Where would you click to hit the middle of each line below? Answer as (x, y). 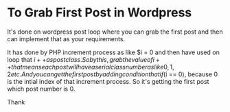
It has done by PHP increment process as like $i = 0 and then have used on (113, 52)
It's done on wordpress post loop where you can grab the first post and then (115, 32)
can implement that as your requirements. (66, 38)
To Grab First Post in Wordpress (100, 13)
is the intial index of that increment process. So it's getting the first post (108, 81)
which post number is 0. (41, 89)
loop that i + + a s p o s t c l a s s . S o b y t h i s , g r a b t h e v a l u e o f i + (83, 59)
